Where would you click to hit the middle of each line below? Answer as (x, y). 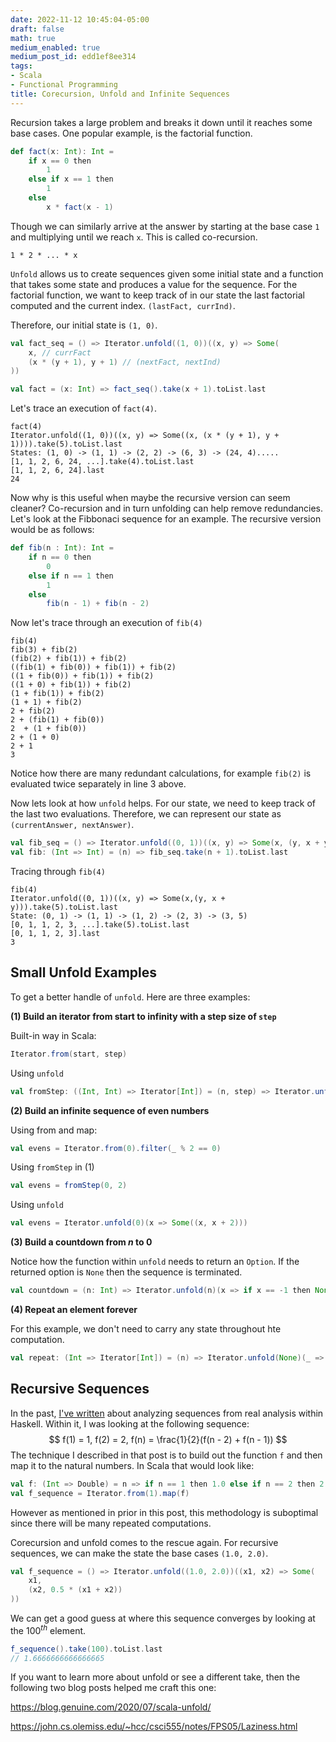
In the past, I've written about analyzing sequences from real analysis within (167, 1413)
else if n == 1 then (71, 576)
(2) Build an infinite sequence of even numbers (110, 1110)
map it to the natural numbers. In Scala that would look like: (132, 1465)
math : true (33, 38)
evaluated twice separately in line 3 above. (98, 784)
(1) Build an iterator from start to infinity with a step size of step (143, 1016)
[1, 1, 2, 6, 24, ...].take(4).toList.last (102, 462)
